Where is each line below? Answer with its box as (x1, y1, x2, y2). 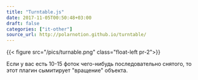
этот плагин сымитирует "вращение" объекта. (6, 67, 128, 74)
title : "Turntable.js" (6, 9, 64, 15)
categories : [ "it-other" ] (6, 26, 72, 32)
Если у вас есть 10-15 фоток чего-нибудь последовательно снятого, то (6, 60, 192, 68)
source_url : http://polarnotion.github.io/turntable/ (6, 32, 147, 38)
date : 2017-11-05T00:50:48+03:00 (6, 15, 92, 21)
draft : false (6, 20, 40, 26)
